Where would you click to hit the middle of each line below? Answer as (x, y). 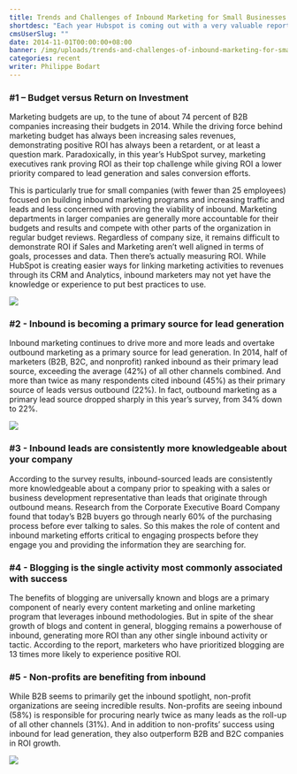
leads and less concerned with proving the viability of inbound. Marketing (143, 210)
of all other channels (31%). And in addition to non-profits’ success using (142, 724)
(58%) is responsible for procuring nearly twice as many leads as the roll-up (148, 715)
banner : (23, 50)
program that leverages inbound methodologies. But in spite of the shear (141, 617)
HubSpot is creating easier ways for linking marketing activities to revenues (147, 265)
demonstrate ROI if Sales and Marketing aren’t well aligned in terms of (137, 247)
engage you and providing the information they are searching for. (128, 544)
